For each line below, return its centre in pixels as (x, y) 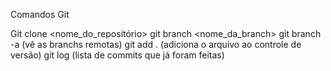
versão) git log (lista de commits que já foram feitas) (117, 55)
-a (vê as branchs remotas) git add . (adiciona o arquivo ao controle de (156, 44)
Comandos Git (40, 14)
